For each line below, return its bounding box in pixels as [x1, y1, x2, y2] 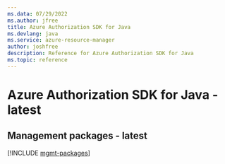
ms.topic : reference [7, 57, 68, 64]
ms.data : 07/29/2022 [7, 10, 68, 18]
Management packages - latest [7, 130, 148, 142]
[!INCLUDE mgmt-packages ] [7, 148, 90, 157]
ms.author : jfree [7, 17, 59, 24]
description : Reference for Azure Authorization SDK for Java [7, 50, 194, 57]
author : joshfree [7, 43, 59, 50]
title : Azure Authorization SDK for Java [7, 23, 131, 30]
